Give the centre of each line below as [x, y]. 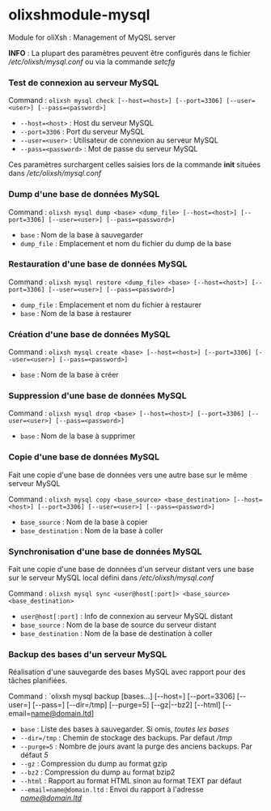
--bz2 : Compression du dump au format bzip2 [97, 772]
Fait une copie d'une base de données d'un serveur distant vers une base [131, 570]
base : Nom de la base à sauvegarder [81, 235]
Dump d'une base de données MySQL [84, 194]
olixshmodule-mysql [79, 15]
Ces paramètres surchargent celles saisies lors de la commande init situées [135, 164]
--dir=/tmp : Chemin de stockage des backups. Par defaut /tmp [126, 738]
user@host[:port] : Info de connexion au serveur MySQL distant [126, 617]
